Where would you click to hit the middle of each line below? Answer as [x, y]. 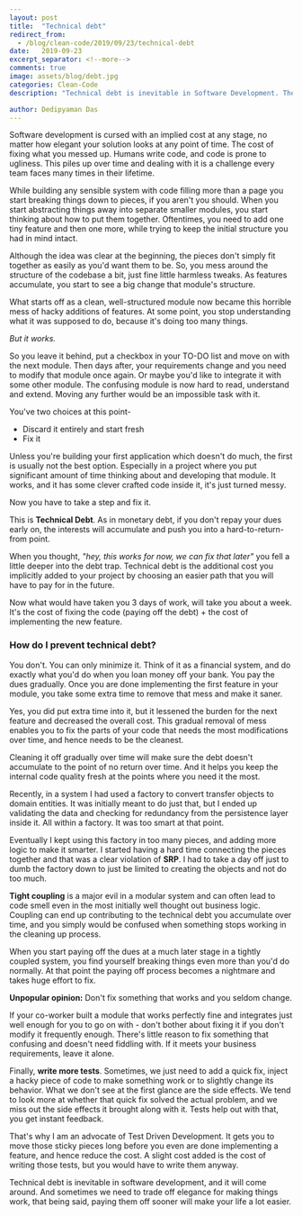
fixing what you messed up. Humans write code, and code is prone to [138, 154]
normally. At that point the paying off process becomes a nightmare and [142, 970]
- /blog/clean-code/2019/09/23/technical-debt [106, 43]
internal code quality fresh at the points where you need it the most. [135, 776]
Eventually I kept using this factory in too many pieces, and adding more [143, 839]
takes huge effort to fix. [53, 980]
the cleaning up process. [55, 934]
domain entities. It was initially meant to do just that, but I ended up [133, 803]
